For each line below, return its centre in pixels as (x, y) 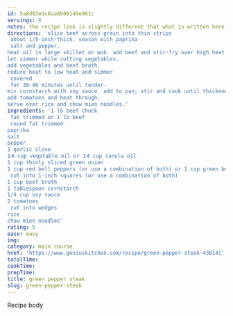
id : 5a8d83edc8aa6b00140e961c (51, 14)
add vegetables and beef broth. (54, 65)
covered (21, 78)
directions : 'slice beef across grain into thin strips (89, 33)
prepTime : (21, 272)
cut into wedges (34, 208)
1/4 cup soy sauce (34, 195)
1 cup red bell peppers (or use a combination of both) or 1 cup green (113, 169)
